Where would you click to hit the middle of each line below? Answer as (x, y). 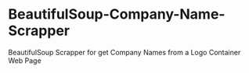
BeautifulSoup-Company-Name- (117, 14)
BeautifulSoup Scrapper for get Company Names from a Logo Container (125, 52)
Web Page (25, 61)
